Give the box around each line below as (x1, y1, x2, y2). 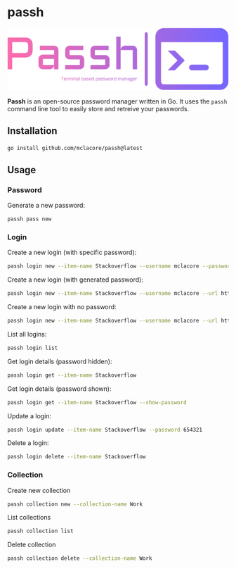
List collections (7, 513, 51, 522)
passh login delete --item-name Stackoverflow (7, 454, 146, 461)
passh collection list (7, 527, 74, 535)
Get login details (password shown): (7, 384, 112, 393)
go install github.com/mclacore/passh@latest (7, 144, 143, 151)
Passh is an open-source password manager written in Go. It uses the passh (7, 96, 228, 106)
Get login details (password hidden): (7, 357, 112, 365)
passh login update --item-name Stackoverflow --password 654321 (7, 426, 202, 433)
